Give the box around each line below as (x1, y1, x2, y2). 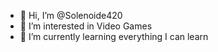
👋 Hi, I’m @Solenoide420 (19, 10, 123, 21)
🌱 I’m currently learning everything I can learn (19, 31, 209, 42)
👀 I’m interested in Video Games (19, 20, 153, 32)
